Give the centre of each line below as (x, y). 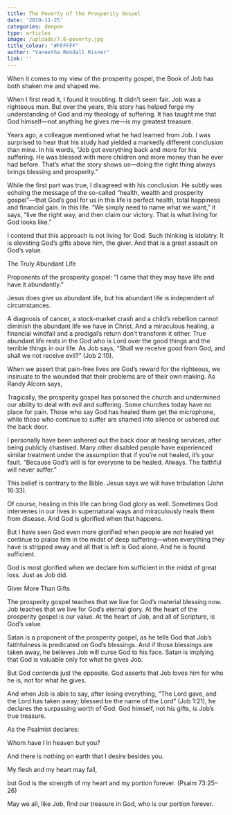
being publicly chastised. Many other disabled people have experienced (110, 447)
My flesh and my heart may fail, (52, 769)
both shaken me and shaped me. (54, 86)
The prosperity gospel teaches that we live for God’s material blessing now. (115, 601)
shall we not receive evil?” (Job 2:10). (61, 355)
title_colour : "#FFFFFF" (43, 46)
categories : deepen (35, 26)
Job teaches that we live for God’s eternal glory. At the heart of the (102, 609)
